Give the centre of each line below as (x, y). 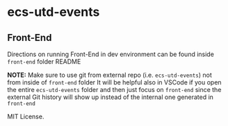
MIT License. (26, 116)
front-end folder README (44, 62)
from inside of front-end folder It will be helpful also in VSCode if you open (114, 82)
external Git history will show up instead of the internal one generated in (111, 97)
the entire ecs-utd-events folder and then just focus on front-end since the (114, 90)
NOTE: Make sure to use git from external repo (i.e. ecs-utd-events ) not (109, 75)
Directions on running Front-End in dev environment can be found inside (111, 54)
